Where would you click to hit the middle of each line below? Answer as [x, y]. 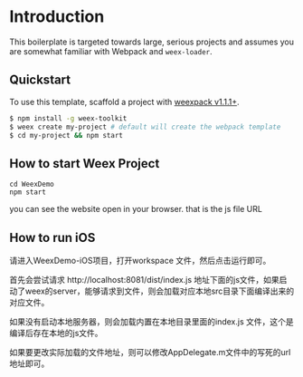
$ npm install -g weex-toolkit [68, 118]
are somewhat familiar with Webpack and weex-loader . [111, 51]
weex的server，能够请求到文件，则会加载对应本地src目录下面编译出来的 [160, 291]
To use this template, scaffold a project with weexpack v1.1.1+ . [124, 101]
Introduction [57, 17]
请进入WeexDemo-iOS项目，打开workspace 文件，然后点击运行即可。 [140, 261]
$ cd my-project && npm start [66, 135]
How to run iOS [52, 237]
